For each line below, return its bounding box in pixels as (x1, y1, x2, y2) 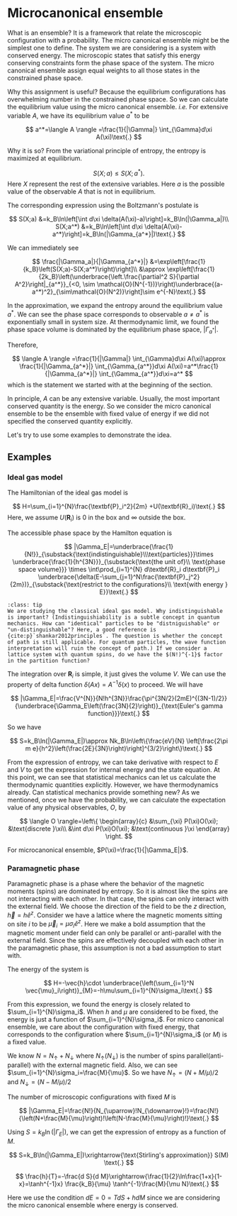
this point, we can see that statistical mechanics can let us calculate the (7, 773, 216, 781)
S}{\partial (169, 272, 200, 281)
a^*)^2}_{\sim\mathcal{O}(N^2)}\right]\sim (31, 287, 156, 296)
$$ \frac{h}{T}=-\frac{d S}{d (15, 1172, 99, 1181)
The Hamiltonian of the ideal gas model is (7, 488, 129, 497)
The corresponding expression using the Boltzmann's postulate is (7, 201, 200, 210)
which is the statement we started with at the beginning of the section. (7, 380, 213, 389)
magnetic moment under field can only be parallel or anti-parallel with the (7, 929, 221, 937)
